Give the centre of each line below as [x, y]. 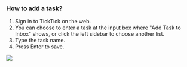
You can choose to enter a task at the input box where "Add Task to [98, 28]
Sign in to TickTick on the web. [53, 22]
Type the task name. [40, 41]
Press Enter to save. [39, 47]
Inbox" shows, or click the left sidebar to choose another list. [90, 34]
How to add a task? [34, 8]
